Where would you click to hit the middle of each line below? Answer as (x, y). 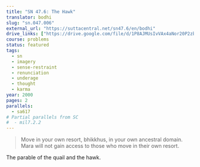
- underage (25, 78)
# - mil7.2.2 (24, 123)
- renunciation (30, 73)
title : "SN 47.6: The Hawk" (41, 12)
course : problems (28, 39)
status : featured (28, 45)
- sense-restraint (35, 67)
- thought (24, 84)
